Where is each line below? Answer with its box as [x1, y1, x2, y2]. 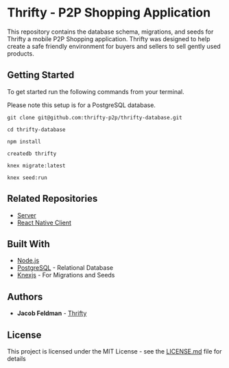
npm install [7, 138, 41, 145]
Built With [7, 238, 50, 250]
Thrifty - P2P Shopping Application [7, 5, 211, 21]
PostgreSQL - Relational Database [16, 264, 114, 272]
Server [16, 211, 36, 219]
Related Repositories [7, 193, 98, 205]
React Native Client [16, 218, 72, 227]
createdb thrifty [7, 150, 57, 157]
